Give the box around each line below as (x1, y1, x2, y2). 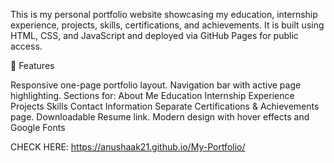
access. (10, 40, 43, 52)
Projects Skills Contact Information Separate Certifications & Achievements (10, 100, 320, 112)
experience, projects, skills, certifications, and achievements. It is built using (10, 19, 325, 31)
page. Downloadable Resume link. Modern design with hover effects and (10, 111, 310, 123)
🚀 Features (10, 60, 55, 71)
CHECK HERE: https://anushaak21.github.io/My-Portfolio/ (10, 141, 246, 153)
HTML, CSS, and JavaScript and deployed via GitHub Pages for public (10, 30, 299, 41)
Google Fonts (10, 122, 66, 133)
